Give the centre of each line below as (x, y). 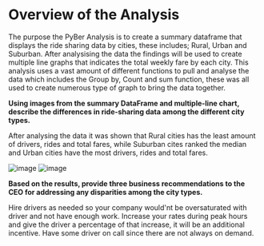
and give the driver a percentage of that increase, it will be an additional (127, 224)
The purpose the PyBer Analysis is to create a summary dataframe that (125, 37)
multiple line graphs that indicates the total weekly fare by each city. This (129, 62)
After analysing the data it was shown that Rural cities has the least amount (132, 135)
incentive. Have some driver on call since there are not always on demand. (131, 232)
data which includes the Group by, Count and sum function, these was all (129, 79)
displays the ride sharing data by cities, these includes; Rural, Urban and (128, 45)
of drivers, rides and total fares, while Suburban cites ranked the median (128, 144)
